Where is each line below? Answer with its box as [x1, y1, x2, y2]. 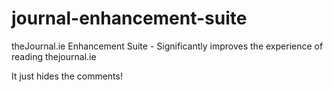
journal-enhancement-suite [11, 7, 248, 30]
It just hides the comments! [11, 70, 123, 82]
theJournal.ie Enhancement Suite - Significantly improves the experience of [11, 40, 324, 52]
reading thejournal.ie [11, 50, 97, 62]
